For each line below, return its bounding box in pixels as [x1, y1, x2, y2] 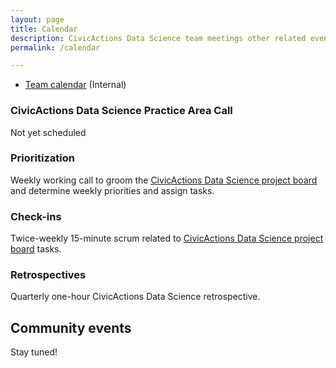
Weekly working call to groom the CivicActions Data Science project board [10, 174, 318, 186]
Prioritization [10, 151, 75, 165]
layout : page [10, 14, 65, 25]
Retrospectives [10, 268, 87, 282]
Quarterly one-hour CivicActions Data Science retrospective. [10, 291, 261, 303]
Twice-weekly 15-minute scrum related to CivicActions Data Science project [10, 232, 324, 245]
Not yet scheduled [10, 126, 87, 138]
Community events [10, 319, 132, 336]
